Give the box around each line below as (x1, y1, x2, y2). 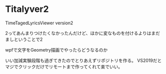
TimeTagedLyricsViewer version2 (5, 20, 73, 26)
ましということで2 (5, 36, 43, 42)
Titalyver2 (5, 3, 49, 15)
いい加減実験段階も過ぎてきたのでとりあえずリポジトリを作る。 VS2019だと (5, 57, 162, 63)
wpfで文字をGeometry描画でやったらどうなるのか (5, 47, 108, 53)
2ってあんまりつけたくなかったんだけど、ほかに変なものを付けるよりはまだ (5, 30, 161, 36)
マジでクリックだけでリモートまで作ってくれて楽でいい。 (5, 64, 123, 70)
